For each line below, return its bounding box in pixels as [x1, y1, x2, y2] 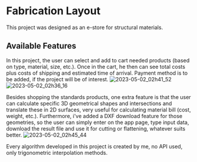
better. [6, 131, 23, 138]
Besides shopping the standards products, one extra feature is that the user [6, 93, 191, 100]
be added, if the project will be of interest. [6, 75, 109, 82]
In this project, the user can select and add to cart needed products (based [6, 56, 190, 63]
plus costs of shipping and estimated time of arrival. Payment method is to [6, 69, 188, 77]
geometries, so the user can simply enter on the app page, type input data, [6, 119, 189, 126]
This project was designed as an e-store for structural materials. [6, 24, 163, 31]
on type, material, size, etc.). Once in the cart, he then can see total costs [6, 63, 186, 70]
